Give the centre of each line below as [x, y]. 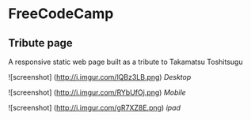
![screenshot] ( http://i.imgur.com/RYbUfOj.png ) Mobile [97, 92]
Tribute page [40, 43]
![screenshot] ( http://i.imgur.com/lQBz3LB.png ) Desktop [100, 77]
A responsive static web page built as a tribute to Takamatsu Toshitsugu [125, 62]
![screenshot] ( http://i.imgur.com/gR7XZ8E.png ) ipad [94, 108]
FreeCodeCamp [61, 14]
